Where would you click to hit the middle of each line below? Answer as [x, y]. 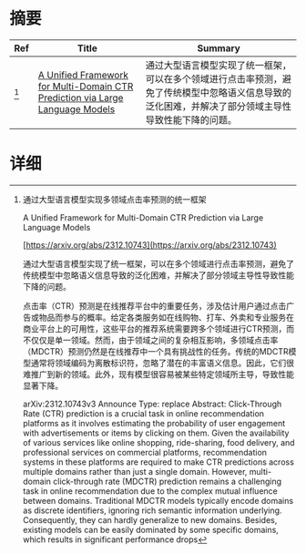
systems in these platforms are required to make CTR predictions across [158, 462]
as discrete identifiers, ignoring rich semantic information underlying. [152, 510]
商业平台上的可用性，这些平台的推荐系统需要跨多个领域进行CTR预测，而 [158, 328]
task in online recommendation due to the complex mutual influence [150, 491]
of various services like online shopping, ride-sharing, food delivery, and [158, 442]
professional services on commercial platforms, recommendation [144, 452]
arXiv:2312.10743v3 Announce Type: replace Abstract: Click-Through [152, 404]
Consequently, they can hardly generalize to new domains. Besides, [150, 519]
